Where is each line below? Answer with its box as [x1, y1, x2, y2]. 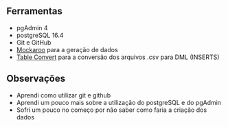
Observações [6, 73, 66, 84]
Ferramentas [6, 5, 62, 17]
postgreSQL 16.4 [16, 31, 64, 39]
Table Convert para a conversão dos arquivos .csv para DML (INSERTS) [16, 53, 220, 61]
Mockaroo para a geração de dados [16, 45, 118, 54]
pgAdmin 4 [16, 23, 49, 32]
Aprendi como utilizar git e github [16, 91, 111, 99]
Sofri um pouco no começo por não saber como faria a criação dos [16, 106, 207, 114]
